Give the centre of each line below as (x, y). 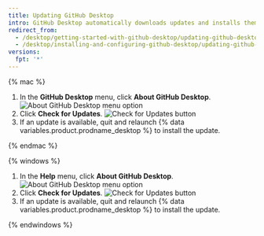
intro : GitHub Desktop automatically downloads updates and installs (125, 23)
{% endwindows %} (40, 224)
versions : (24, 52)
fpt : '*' (29, 60)
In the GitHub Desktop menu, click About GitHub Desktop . (115, 97)
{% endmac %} (33, 146)
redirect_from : (33, 30)
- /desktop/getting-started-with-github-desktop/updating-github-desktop (138, 37)
